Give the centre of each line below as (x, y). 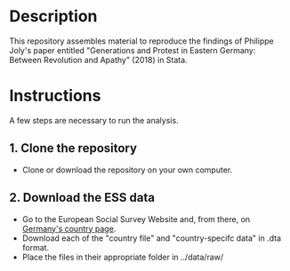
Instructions (55, 96)
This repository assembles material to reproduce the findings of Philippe (141, 41)
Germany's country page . (69, 228)
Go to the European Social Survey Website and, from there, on (136, 219)
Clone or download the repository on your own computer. (127, 170)
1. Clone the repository (73, 148)
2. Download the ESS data (82, 198)
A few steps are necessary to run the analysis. (94, 120)
